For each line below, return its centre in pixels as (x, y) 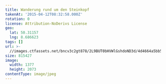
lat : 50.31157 (24, 33)
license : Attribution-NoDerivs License (46, 23)
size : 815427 (19, 56)
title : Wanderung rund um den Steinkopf (47, 10)
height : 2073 (23, 70)
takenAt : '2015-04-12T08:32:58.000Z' (44, 14)
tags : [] (14, 42)
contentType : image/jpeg (31, 74)
